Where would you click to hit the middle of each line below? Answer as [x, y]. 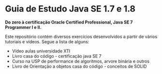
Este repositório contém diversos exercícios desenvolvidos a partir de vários [81, 37]
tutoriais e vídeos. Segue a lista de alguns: [47, 41]
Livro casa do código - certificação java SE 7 [57, 56]
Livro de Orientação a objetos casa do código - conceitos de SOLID [79, 66]
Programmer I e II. [23, 27]
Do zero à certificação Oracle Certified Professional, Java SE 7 [69, 22]
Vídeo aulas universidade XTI [41, 51]
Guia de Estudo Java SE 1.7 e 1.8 [70, 9]
